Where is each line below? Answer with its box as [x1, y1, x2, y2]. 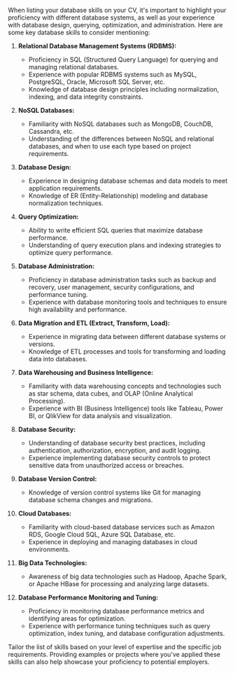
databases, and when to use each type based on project [28, 142, 192, 150]
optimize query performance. [28, 249, 113, 256]
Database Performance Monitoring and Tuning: [17, 593, 159, 602]
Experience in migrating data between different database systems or [28, 333, 227, 340]
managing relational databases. [28, 63, 120, 71]
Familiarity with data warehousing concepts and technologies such [28, 382, 222, 390]
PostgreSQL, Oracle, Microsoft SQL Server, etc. [28, 78, 165, 86]
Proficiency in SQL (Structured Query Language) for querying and [28, 55, 219, 64]
